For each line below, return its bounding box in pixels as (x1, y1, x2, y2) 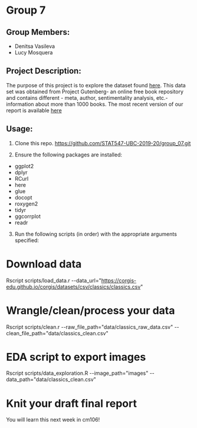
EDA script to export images (6, 350, 146, 364)
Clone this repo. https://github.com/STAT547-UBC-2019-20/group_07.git (14, 139, 191, 146)
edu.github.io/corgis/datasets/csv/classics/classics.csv (6, 283, 141, 290)
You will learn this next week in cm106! (6, 416, 100, 423)
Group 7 (6, 4, 46, 17)
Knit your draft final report (6, 397, 137, 410)
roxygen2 (14, 200, 38, 207)
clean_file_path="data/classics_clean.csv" (6, 329, 109, 336)
